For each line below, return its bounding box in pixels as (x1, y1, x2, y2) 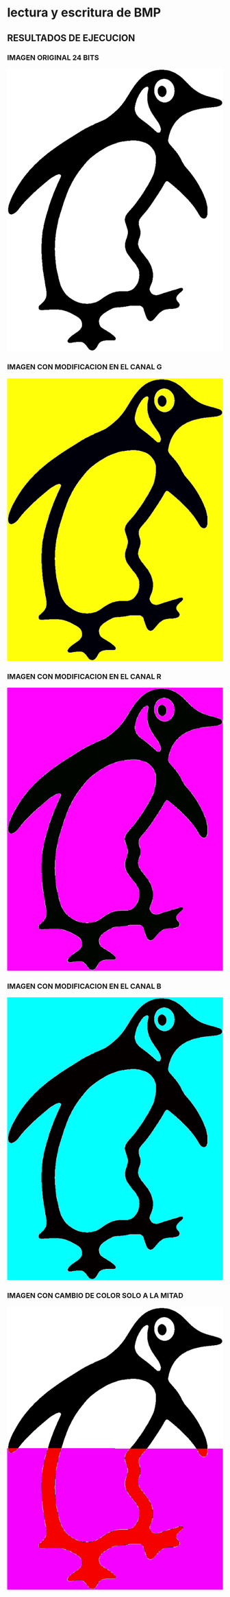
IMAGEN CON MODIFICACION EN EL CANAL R (7, 671, 162, 681)
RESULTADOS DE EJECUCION (7, 32, 136, 44)
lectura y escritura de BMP (7, 5, 162, 21)
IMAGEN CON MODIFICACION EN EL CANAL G (7, 362, 162, 372)
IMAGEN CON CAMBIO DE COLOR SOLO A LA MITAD (7, 1291, 183, 1301)
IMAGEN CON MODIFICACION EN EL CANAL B (7, 981, 162, 991)
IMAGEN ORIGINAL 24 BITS (7, 53, 99, 62)
